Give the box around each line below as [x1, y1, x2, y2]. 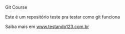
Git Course [5, 4, 27, 10]
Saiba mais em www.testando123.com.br [5, 23, 89, 29]
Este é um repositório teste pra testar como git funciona [5, 14, 120, 19]
